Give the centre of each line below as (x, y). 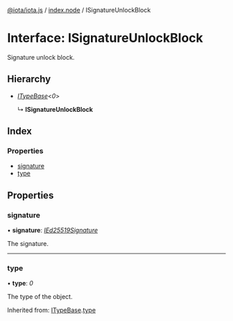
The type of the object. (40, 297)
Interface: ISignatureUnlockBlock (105, 38)
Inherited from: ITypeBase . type (51, 310)
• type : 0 (20, 283)
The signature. (28, 244)
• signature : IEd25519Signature (53, 230)
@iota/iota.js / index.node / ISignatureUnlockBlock (79, 10)
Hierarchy (29, 79)
